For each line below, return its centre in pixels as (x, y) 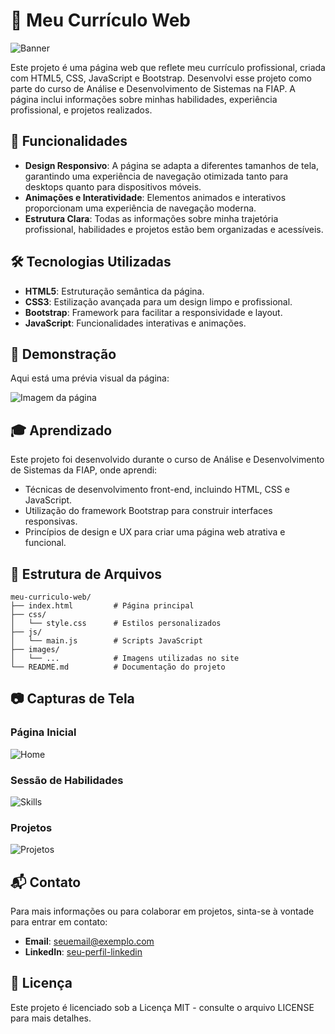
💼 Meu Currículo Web (100, 20)
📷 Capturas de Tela (72, 699)
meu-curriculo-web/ (51, 597)
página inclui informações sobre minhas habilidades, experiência (144, 99)
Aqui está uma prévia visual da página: (90, 378)
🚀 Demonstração (63, 354)
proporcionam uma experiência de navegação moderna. (140, 208)
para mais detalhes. (51, 1018)
